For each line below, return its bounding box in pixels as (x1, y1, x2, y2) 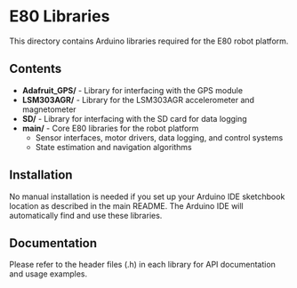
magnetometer (21, 104, 77, 115)
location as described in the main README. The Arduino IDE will (9, 200, 245, 211)
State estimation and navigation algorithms (35, 141, 193, 152)
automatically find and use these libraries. (9, 210, 163, 220)
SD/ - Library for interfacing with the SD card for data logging (21, 113, 247, 124)
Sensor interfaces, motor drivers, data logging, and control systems (35, 132, 284, 143)
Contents (9, 61, 62, 76)
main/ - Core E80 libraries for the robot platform (21, 123, 199, 133)
